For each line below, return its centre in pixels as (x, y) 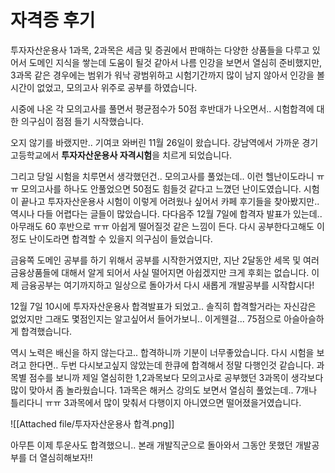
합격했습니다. (46, 331)
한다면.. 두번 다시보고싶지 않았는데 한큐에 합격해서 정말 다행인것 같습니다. (171, 365)
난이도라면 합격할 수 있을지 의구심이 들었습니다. (120, 238)
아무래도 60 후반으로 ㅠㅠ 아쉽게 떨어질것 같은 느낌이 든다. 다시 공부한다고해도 (162, 226)
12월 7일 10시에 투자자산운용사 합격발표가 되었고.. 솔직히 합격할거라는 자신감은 (163, 306)
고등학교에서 (35, 155)
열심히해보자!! (66, 457)
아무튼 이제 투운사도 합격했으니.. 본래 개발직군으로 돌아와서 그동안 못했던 (151, 445)
